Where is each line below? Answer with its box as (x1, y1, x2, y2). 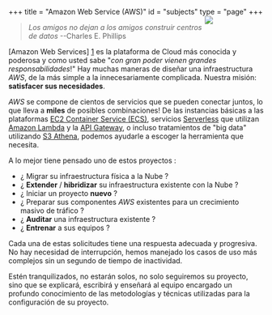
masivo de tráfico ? (19, 206, 85, 215)
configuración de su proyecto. (8, 297, 109, 307)
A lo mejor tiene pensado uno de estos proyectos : (8, 155, 176, 165)
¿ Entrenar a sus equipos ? (19, 223, 111, 232)
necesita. (8, 140, 39, 149)
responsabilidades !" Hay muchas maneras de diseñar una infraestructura (8, 64, 253, 74)
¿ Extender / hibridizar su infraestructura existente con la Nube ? (19, 180, 239, 189)
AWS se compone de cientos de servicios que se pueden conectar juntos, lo (8, 97, 263, 106)
